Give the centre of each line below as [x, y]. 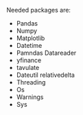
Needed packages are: [39, 10]
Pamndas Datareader [46, 53]
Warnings [30, 97]
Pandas [27, 23]
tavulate [28, 68]
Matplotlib [31, 38]
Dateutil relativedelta [45, 75]
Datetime [29, 45]
